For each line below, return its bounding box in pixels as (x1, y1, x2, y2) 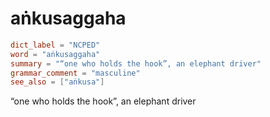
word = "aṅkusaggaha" (10, 49, 101, 59)
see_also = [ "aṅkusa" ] (10, 77, 105, 87)
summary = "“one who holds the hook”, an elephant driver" (10, 58, 262, 69)
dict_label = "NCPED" (10, 40, 101, 50)
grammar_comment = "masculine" (10, 68, 141, 78)
